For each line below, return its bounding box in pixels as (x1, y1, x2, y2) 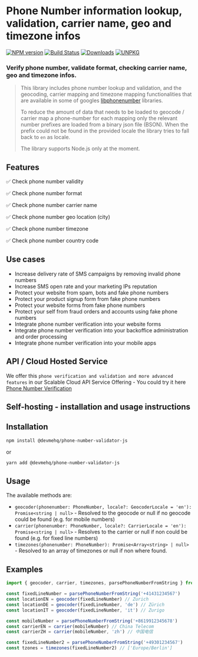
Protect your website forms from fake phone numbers (14, 302, 146, 309)
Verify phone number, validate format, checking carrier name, (6, 63, 187, 72)
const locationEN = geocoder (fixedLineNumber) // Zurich (6, 596, 149, 602)
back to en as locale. (20, 134, 71, 141)
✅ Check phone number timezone (6, 225, 88, 232)
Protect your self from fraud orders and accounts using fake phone (14, 308, 178, 315)
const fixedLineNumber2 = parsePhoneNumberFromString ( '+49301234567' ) (6, 640, 183, 646)
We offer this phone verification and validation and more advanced (6, 372, 174, 379)
